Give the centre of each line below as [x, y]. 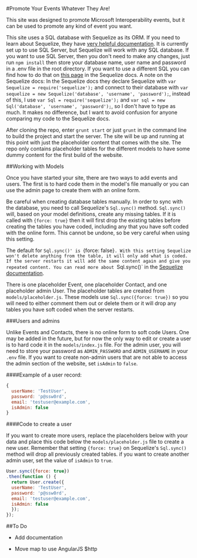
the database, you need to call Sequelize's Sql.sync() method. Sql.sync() [96, 208]
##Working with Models [35, 166]
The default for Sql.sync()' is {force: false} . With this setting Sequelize [98, 250]
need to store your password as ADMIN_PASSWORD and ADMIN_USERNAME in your [97, 351]
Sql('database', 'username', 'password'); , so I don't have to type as [91, 106]
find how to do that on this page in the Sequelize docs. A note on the [89, 75]
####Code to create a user [39, 424]
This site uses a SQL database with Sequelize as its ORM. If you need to [93, 37]
